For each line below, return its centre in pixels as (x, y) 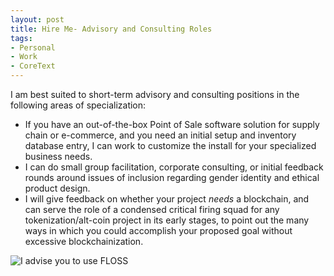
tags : (21, 38)
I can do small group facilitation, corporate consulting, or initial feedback (174, 167)
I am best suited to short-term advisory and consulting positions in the (155, 94)
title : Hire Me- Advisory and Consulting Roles (111, 29)
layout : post (37, 19)
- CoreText (33, 66)
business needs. (58, 156)
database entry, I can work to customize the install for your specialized (170, 145)
